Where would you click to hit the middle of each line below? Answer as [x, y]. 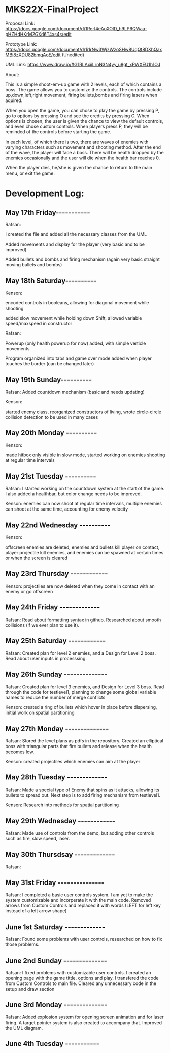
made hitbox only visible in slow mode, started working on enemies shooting [85, 455]
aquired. [14, 100]
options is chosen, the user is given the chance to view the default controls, [84, 121]
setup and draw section [30, 989]
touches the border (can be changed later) [50, 363]
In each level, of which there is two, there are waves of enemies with [77, 142]
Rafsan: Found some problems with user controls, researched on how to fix [84, 939]
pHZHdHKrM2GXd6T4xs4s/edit [39, 34]
